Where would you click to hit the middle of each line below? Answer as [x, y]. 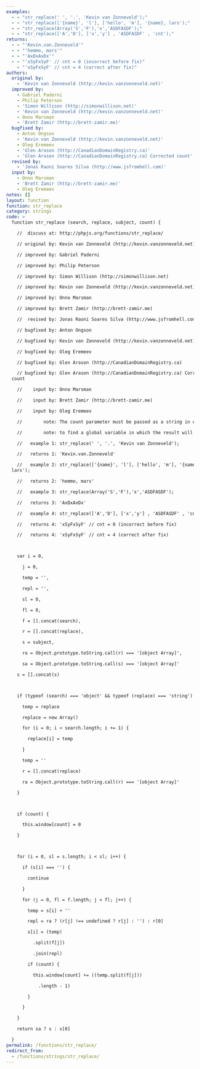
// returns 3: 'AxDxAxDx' [51, 503]
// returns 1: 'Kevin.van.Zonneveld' [66, 454]
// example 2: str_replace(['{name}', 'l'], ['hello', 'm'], [97, 465]
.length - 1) [54, 986]
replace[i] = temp [50, 739]
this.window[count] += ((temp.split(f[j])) [87, 975]
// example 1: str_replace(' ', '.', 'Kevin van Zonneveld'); [98, 443]
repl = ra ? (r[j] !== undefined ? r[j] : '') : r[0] [96, 921]
